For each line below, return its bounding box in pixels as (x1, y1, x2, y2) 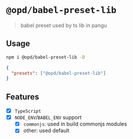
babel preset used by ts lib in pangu (20, 22, 107, 29)
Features (6, 92, 39, 102)
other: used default (23, 127, 70, 134)
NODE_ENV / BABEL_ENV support (14, 114, 82, 121)
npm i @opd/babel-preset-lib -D (6, 54, 85, 60)
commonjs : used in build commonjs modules (23, 120, 127, 127)
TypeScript (14, 109, 42, 114)
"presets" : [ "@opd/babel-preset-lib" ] (11, 70, 107, 76)
